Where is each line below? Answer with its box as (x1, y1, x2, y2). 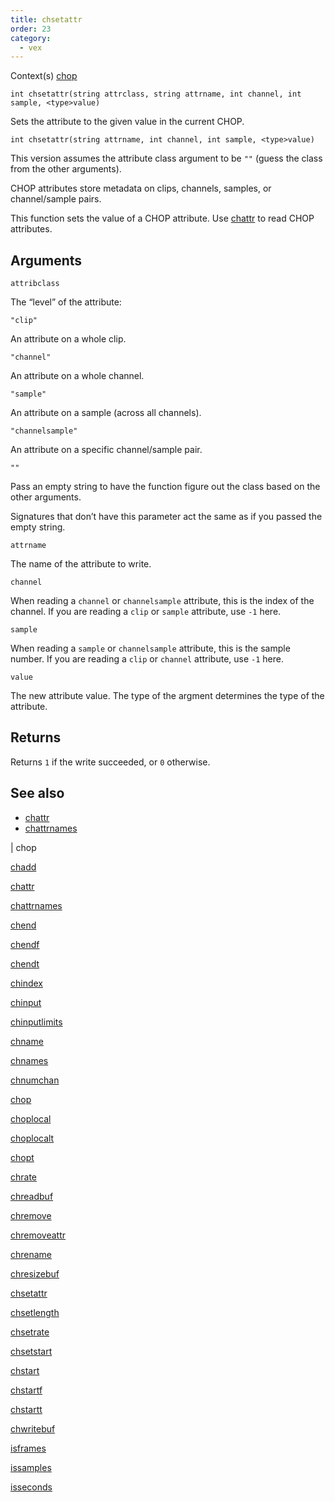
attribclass (10, 279, 60, 289)
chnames (10, 1054, 49, 1066)
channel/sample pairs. (10, 193, 102, 205)
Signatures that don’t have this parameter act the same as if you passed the (10, 511, 323, 523)
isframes (10, 1442, 47, 1454)
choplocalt (10, 1132, 55, 1144)
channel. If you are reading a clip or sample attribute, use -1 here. (10, 606, 282, 618)
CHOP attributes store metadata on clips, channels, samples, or (10, 182, 272, 195)
